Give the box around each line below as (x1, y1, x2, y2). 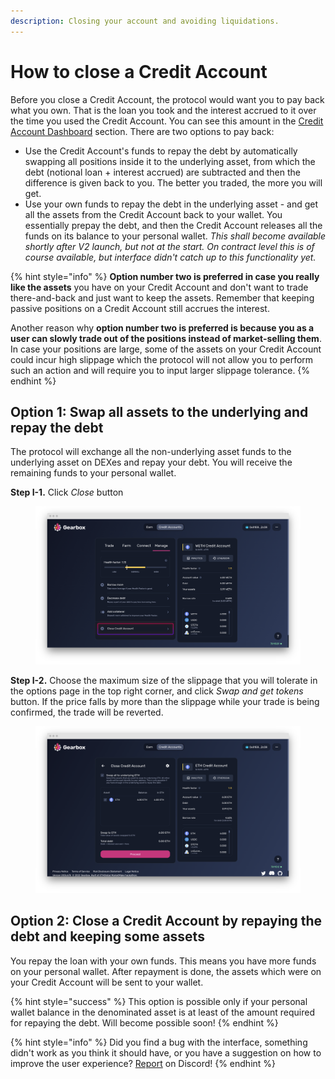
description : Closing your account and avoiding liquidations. (10, 16, 280, 26)
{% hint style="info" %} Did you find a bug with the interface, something (10, 1036, 308, 1048)
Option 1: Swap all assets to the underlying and (10, 403, 309, 420)
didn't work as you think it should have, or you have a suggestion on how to (10, 1046, 322, 1059)
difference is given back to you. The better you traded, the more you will (24, 176, 323, 189)
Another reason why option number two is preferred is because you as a (10, 321, 315, 334)
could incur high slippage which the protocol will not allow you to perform (10, 353, 314, 365)
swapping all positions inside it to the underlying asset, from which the (24, 155, 316, 167)
